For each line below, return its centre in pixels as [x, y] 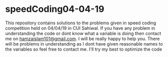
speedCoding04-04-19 [55, 9]
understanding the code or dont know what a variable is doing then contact [83, 33]
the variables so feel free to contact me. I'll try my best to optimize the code [84, 49]
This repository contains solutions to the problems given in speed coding [81, 23]
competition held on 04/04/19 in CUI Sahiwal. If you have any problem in [80, 28]
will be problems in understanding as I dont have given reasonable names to [84, 44]
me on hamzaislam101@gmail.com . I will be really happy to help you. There [82, 39]
